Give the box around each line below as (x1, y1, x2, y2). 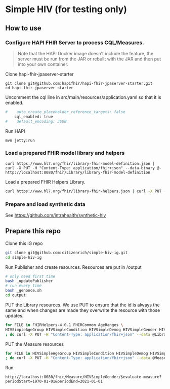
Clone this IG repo (5, 240, 43, 246)
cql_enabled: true (14, 114, 53, 119)
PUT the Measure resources (5, 341, 64, 347)
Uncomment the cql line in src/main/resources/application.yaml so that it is (5, 94, 161, 100)
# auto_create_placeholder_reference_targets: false (5, 109, 125, 115)
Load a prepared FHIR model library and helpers (5, 150, 125, 157)
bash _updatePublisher (5, 278, 53, 284)
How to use (5, 24, 41, 32)
